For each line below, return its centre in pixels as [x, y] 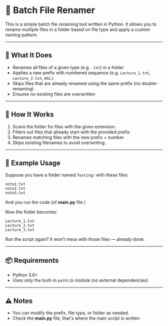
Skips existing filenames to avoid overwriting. [59, 142]
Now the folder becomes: [31, 212]
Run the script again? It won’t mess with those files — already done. [75, 239]
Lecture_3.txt [20, 230]
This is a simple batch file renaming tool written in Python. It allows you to [81, 24]
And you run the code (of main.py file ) [45, 202]
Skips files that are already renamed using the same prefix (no [76, 83]
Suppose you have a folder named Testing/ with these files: [67, 175]
